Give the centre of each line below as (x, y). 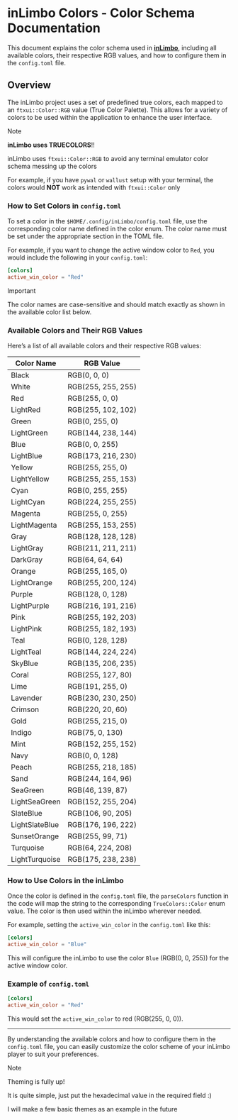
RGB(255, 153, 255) (102, 525)
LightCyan (28, 502)
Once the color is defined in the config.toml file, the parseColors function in (118, 896)
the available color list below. (50, 312)
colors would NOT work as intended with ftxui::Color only (94, 187)
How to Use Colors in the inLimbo (66, 881)
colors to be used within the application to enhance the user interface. (110, 117)
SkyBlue (25, 663)
